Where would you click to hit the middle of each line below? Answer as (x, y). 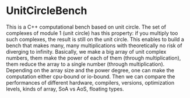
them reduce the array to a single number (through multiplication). (85, 64)
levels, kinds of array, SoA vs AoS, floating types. (65, 89)
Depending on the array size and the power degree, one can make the (90, 70)
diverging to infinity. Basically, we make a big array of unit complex (86, 51)
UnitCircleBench (47, 11)
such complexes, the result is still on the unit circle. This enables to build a (95, 39)
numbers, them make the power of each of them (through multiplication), (94, 58)
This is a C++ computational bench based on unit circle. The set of (86, 27)
